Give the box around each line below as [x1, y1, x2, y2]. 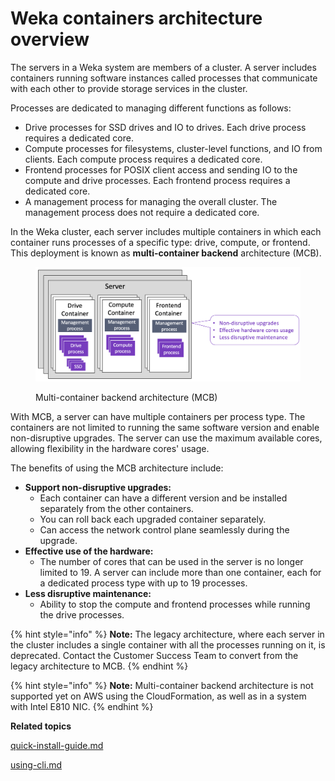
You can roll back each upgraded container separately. [39, 513, 267, 526]
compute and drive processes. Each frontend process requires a [24, 174, 291, 186]
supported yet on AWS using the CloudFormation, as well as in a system [10, 690, 307, 702]
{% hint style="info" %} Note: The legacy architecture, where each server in [10, 628, 325, 641]
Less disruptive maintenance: [24, 588, 152, 600]
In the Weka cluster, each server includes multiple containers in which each [10, 225, 322, 237]
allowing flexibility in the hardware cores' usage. [10, 443, 210, 455]
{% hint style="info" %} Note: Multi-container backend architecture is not [10, 680, 314, 692]
